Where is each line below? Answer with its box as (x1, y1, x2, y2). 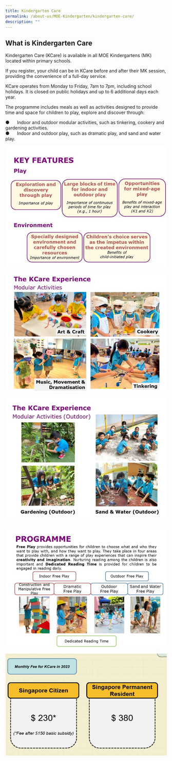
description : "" (5, 19, 40, 24)
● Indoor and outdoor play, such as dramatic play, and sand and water (5, 130, 161, 136)
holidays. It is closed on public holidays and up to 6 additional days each (5, 89, 159, 95)
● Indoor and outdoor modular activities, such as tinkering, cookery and (5, 120, 164, 126)
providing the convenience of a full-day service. (5, 73, 107, 80)
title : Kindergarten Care (5, 8, 61, 13)
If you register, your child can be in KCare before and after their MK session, (5, 68, 166, 74)
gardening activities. (5, 125, 49, 131)
